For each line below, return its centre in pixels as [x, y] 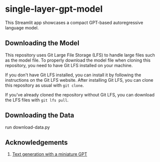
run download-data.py [28, 127]
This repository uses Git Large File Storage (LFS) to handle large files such [80, 55]
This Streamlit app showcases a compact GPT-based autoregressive [74, 23]
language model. [22, 27]
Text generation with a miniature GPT [49, 154]
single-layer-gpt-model [54, 9]
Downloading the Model [42, 43]
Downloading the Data [40, 115]
